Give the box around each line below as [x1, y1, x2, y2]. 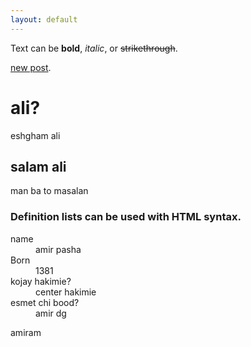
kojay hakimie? [10, 275, 72, 287]
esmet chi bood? [10, 296, 80, 308]
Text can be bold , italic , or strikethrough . [10, 42, 178, 54]
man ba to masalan [10, 185, 89, 197]
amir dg [35, 307, 67, 319]
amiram [10, 326, 42, 338]
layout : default [10, 14, 78, 25]
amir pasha [35, 243, 82, 255]
